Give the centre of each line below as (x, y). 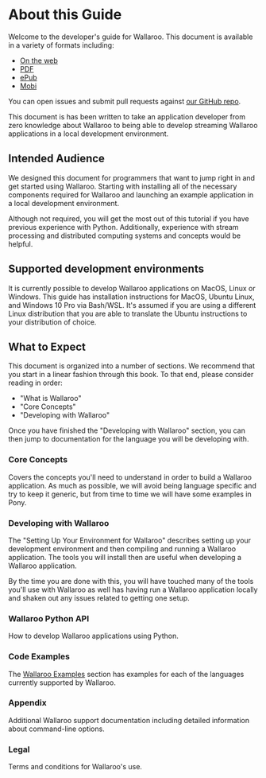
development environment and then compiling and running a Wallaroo (122, 548)
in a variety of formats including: (61, 45)
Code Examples (39, 656)
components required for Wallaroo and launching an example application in (131, 194)
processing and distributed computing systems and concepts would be (124, 235)
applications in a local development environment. (89, 134)
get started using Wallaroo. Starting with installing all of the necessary (123, 186)
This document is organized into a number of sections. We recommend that (132, 366)
